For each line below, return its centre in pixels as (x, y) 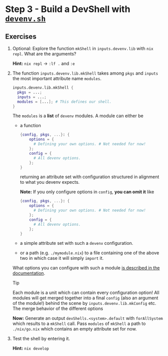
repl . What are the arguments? (44, 54)
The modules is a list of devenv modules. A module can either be (78, 116)
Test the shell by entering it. (41, 338)
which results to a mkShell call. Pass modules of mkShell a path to (79, 323)
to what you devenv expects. (50, 182)
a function (30, 126)
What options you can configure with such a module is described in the (86, 268)
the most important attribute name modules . (57, 78)
